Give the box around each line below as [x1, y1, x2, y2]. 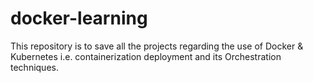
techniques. [10, 61, 59, 73]
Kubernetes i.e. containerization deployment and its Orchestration [10, 50, 282, 62]
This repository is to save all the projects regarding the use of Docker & [10, 40, 304, 52]
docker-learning [10, 7, 148, 30]
